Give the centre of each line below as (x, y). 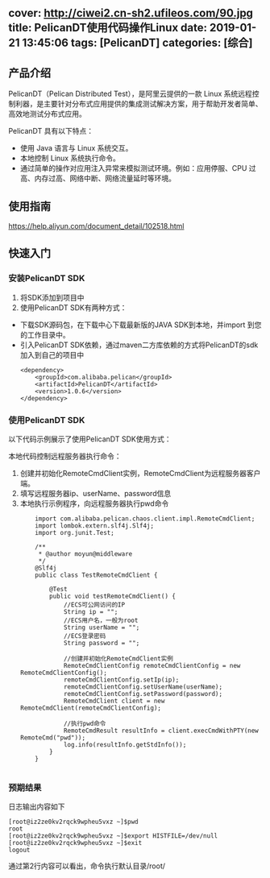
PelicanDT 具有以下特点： (51, 131)
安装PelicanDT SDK (47, 279)
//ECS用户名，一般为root (101, 620)
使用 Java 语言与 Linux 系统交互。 (76, 148)
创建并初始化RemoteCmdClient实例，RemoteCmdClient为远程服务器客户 (140, 473)
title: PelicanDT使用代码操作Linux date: (108, 28)
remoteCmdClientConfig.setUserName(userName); (143, 687)
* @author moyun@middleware (85, 554)
